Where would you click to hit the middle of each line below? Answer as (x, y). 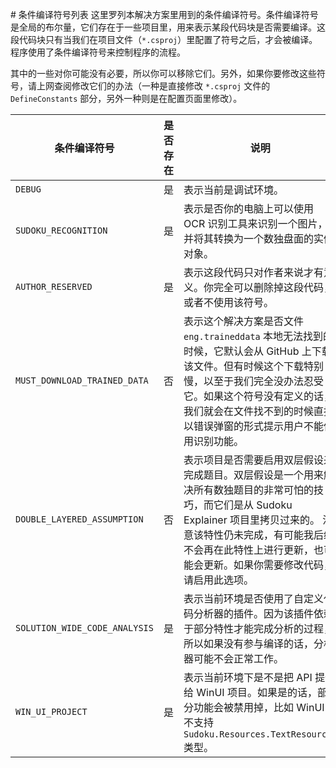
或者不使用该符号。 (229, 302)
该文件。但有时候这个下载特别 (254, 366)
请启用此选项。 (219, 580)
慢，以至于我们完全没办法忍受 (254, 381)
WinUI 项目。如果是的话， (257, 692)
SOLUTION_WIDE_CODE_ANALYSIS (84, 628)
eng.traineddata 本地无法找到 (253, 336)
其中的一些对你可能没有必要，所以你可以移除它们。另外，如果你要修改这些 (163, 73)
